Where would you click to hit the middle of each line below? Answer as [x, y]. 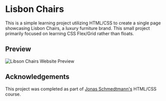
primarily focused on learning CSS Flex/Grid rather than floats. [70, 33]
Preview [18, 49]
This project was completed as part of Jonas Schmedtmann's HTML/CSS [81, 89]
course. [13, 94]
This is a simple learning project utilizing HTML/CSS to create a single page [83, 23]
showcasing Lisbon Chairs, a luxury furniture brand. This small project [78, 28]
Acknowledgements [37, 77]
